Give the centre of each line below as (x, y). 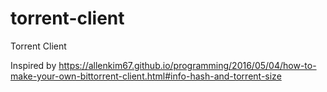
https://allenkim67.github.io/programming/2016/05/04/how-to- (187, 65)
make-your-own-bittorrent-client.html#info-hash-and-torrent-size (146, 76)
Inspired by (33, 65)
